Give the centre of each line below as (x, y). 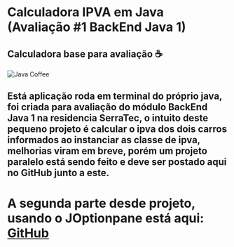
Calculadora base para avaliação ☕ (85, 54)
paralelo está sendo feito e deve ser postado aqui (117, 162)
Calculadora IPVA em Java (86, 12)
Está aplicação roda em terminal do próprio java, (115, 96)
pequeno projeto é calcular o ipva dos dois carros (117, 129)
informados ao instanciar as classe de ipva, (104, 140)
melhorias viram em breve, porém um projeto (108, 151)
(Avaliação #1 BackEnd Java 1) (97, 27)
